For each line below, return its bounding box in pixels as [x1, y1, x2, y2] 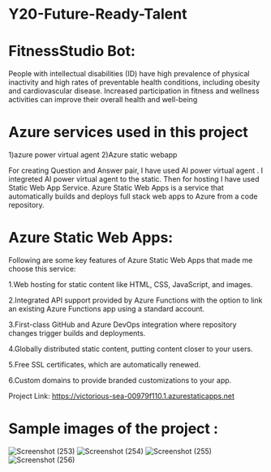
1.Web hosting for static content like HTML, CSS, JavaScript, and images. [8, 280, 253, 289]
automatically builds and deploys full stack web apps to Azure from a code [8, 191, 258, 201]
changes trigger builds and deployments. [8, 328, 146, 337]
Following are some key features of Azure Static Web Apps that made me [8, 255, 253, 264]
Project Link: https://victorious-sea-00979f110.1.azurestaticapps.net [8, 391, 235, 401]
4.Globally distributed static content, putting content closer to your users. [8, 344, 253, 354]
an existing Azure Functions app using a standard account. [8, 304, 205, 313]
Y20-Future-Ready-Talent [8, 5, 187, 24]
